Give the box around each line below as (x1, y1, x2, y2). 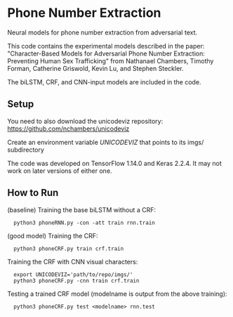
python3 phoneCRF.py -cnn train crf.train (13, 277, 140, 284)
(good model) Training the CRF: (7, 231, 98, 240)
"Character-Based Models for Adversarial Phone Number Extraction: (7, 49, 206, 58)
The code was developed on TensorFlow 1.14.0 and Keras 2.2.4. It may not (7, 159, 222, 167)
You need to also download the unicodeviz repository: (7, 117, 164, 125)
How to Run (7, 187, 59, 199)
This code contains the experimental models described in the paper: (7, 41, 205, 50)
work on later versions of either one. (7, 167, 112, 175)
